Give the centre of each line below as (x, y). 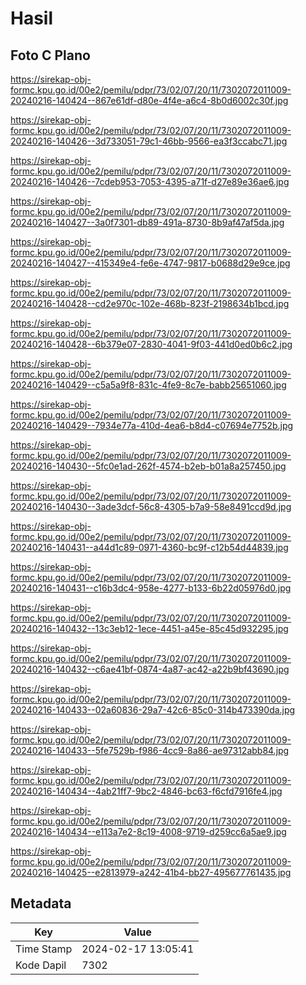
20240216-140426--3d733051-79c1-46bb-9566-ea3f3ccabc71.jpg (149, 141)
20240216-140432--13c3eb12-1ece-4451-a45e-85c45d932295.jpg (149, 628)
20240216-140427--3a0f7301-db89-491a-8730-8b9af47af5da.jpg (147, 222)
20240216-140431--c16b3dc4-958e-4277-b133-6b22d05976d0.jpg (151, 588)
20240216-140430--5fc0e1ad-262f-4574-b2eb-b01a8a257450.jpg (148, 466)
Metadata (41, 903)
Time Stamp (44, 949)
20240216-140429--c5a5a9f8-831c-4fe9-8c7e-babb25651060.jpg (148, 385)
